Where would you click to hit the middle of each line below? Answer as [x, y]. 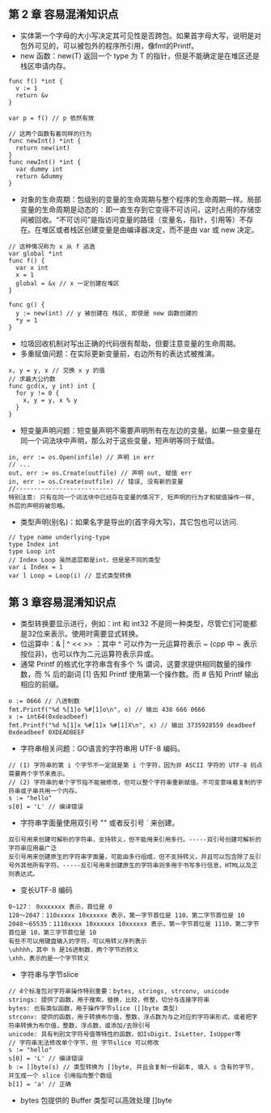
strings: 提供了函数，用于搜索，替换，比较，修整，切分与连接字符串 [109, 1000]
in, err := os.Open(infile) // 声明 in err [82, 457]
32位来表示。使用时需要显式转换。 [85, 633]
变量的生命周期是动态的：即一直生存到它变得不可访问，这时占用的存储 [137, 209]
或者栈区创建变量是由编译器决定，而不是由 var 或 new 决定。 [157, 230]
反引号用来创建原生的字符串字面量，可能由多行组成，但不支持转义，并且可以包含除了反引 [135, 857]
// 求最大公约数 [32, 379]
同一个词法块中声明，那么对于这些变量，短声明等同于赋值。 [119, 440]
